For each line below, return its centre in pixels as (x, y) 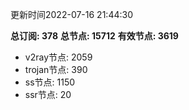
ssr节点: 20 (48, 94)
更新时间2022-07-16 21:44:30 (71, 14)
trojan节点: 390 (56, 69)
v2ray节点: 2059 (58, 57)
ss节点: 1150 (50, 82)
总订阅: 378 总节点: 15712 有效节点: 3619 (94, 36)
